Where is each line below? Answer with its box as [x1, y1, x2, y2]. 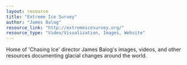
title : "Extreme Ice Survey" [6, 14, 77, 20]
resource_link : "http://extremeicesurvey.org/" [6, 24, 125, 31]
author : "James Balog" [6, 19, 62, 25]
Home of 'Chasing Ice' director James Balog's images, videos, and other [6, 46, 182, 53]
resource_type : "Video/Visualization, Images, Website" [6, 30, 145, 36]
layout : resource [6, 8, 49, 15]
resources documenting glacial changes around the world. [6, 52, 147, 59]
